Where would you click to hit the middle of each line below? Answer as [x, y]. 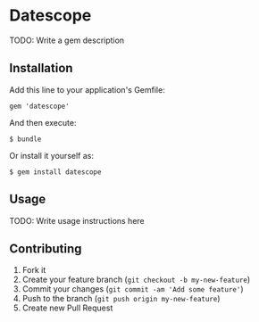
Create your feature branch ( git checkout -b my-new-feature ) [136, 280]
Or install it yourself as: [51, 155]
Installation [41, 68]
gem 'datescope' [39, 106]
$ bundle [25, 139]
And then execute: [43, 122]
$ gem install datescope [55, 172]
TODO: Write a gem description [67, 40]
